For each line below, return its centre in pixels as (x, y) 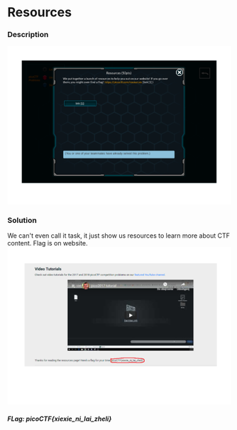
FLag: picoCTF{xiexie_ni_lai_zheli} (60, 419)
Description (28, 35)
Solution (22, 220)
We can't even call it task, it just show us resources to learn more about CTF (119, 236)
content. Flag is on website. (48, 243)
